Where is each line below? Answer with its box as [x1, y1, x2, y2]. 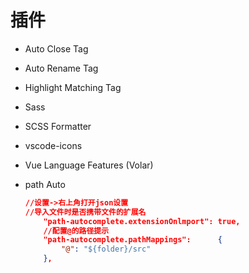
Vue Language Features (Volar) [24, 159, 154, 171]
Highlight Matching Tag [24, 81, 122, 93]
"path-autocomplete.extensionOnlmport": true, [43, 216, 241, 226]
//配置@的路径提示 [43, 226, 110, 236]
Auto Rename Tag [24, 62, 99, 74]
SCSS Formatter [24, 120, 92, 132]
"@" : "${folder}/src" [61, 244, 152, 255]
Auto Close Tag [24, 42, 89, 55]
